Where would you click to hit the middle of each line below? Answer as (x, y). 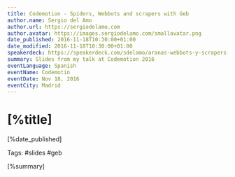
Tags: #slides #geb (35, 153)
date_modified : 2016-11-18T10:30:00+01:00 (70, 46)
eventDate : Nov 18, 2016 (43, 79)
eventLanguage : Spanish (42, 66)
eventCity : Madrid (34, 85)
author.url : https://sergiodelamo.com (64, 27)
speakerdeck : (26, 53)
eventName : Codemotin (39, 72)
